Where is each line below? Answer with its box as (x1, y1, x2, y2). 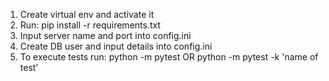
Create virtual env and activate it (19, 9, 155, 20)
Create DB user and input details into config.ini (19, 40, 213, 52)
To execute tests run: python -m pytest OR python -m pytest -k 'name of (19, 51, 319, 63)
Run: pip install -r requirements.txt (19, 19, 162, 31)
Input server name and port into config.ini (19, 30, 192, 41)
